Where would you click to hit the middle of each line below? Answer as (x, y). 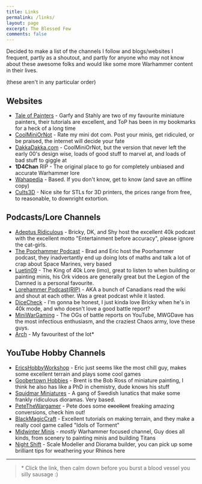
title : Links (23, 12)
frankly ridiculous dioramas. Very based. (65, 399)
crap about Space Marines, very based (63, 264)
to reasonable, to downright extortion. (62, 198)
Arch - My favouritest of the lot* (54, 334)
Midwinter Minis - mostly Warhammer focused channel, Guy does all (100, 431)
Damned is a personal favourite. (54, 283)
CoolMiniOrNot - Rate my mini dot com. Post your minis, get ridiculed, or (104, 134)
